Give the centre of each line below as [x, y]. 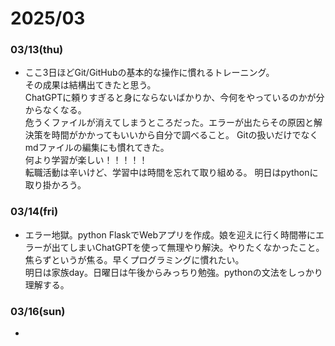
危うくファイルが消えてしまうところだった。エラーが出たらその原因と [169, 123]
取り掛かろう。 [55, 185]
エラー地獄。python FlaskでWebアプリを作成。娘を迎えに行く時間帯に [170, 234]
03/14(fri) [34, 212]
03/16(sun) [38, 311]
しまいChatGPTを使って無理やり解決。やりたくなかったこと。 [196, 247]
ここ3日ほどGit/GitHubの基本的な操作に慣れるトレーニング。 [149, 73]
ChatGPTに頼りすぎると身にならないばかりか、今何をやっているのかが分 [174, 98]
